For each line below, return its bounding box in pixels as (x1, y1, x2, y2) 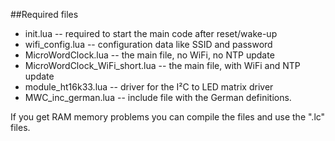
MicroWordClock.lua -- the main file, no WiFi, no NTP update (24, 49, 275, 61)
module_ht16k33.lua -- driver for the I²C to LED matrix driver (24, 81, 274, 93)
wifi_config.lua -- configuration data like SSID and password (24, 39, 273, 50)
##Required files (10, 9, 79, 20)
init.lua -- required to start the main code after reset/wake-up (24, 28, 278, 39)
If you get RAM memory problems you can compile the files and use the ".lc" (10, 111, 326, 123)
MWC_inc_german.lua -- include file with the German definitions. (24, 92, 292, 103)
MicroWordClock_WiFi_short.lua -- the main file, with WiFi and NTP (24, 60, 301, 71)
